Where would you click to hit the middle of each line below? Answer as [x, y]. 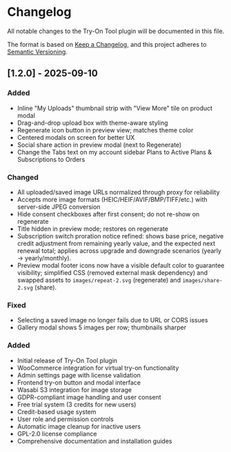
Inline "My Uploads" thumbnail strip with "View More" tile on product [114, 108]
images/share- [202, 280]
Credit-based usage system [57, 411]
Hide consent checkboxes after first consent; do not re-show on [108, 214]
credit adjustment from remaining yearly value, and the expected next [116, 243]
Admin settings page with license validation [79, 375]
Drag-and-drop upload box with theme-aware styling [92, 123]
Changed [23, 177]
